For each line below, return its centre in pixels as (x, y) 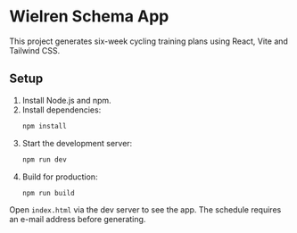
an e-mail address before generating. (78, 220)
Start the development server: (77, 143)
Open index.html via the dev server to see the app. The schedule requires (145, 210)
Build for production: (60, 177)
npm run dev (44, 159)
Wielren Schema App (89, 17)
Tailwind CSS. (35, 50)
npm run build (48, 193)
